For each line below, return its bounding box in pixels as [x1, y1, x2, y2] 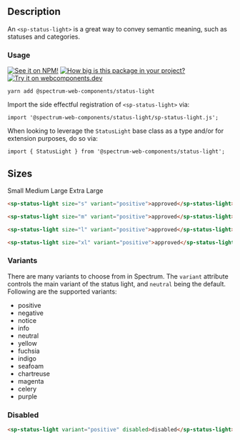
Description [7, 6, 61, 18]
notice [17, 316, 37, 324]
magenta [17, 376, 44, 385]
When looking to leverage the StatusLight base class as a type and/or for [7, 126, 224, 135]
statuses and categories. [7, 32, 81, 41]
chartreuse [17, 369, 51, 378]
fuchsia [17, 346, 41, 355]
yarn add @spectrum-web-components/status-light [7, 88, 155, 95]
